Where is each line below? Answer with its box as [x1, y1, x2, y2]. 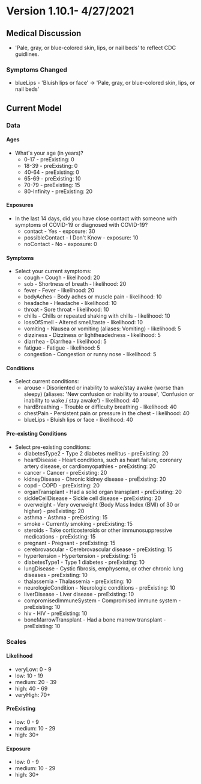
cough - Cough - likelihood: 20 [23, 274, 100, 281]
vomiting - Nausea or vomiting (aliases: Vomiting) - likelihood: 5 [23, 325, 181, 332]
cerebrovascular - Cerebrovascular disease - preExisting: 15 [23, 546, 173, 553]
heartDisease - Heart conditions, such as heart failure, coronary [23, 456, 182, 463]
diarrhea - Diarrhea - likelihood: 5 [23, 338, 107, 345]
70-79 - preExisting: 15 [23, 181, 80, 188]
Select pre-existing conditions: [14, 443, 91, 451]
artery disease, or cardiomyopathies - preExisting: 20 [23, 462, 156, 470]
